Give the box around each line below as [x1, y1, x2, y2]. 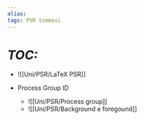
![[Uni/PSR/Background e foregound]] [27, 105, 138, 113]
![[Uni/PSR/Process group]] [27, 98, 107, 106]
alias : [7, 10, 27, 18]
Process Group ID [17, 84, 69, 92]
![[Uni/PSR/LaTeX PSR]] [17, 70, 86, 79]
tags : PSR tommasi [7, 17, 61, 24]
